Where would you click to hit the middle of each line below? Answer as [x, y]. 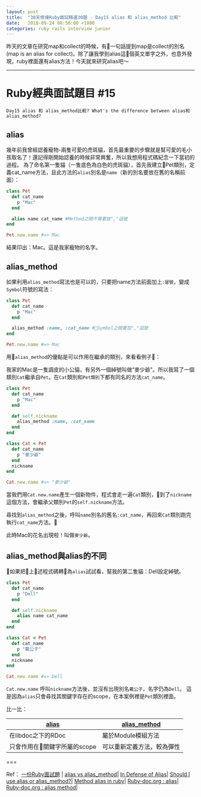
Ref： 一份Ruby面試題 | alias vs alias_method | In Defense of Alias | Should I [98, 774]
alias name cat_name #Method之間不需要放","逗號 [70, 219]
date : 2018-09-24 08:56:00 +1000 [51, 23]
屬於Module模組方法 [131, 736]
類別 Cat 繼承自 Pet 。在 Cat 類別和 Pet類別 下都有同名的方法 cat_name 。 [87, 377]
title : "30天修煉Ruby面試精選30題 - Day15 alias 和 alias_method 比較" [94, 17]
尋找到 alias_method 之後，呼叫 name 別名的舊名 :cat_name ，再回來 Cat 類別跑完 [99, 515]
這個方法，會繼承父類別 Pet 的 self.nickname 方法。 [67, 502]
